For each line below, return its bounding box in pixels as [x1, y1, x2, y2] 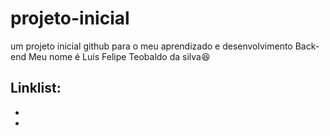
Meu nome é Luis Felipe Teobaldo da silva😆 [28, 50, 211, 62]
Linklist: [10, 80, 62, 97]
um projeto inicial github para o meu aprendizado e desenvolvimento [10, 40, 293, 52]
